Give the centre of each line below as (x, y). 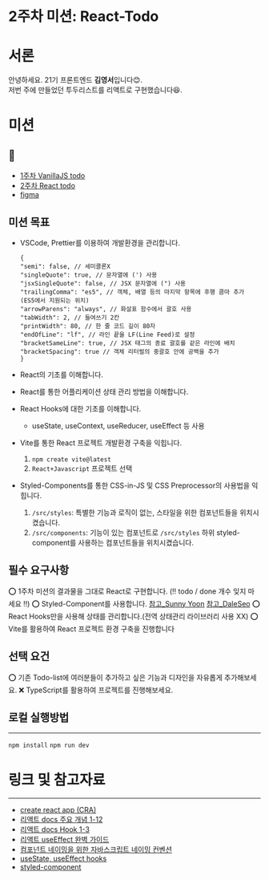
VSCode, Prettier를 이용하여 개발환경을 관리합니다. (100, 242)
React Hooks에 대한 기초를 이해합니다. (80, 408)
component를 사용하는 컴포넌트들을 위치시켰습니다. (113, 542)
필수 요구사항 (39, 570)
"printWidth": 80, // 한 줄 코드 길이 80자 (88, 326)
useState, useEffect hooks (63, 858)
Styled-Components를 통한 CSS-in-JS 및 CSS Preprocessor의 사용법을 (135, 485)
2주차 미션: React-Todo (84, 16)
